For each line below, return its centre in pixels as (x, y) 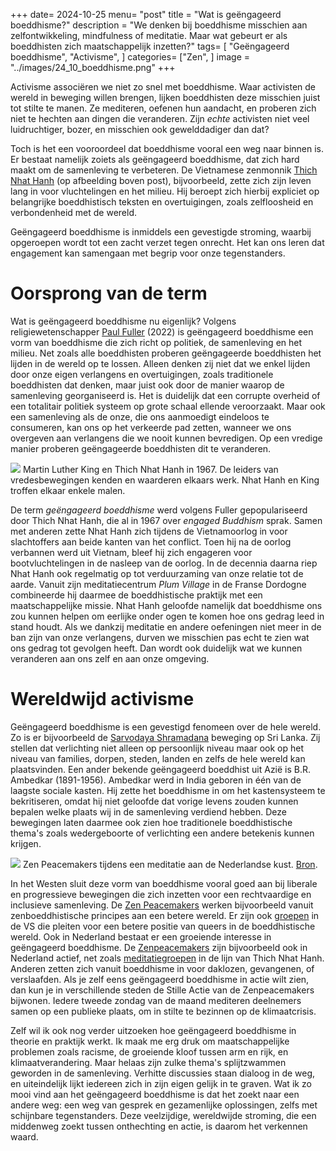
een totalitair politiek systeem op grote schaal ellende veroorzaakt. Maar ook (168, 406)
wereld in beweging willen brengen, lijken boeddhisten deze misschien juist (165, 97)
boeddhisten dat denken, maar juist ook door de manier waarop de (147, 385)
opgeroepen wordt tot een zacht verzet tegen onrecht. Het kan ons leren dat (167, 242)
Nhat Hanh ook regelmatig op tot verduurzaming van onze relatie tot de (157, 573)
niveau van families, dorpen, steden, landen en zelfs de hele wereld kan (158, 758)
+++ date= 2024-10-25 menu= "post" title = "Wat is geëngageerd (146, 14)
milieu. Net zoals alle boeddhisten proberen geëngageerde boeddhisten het (166, 353)
